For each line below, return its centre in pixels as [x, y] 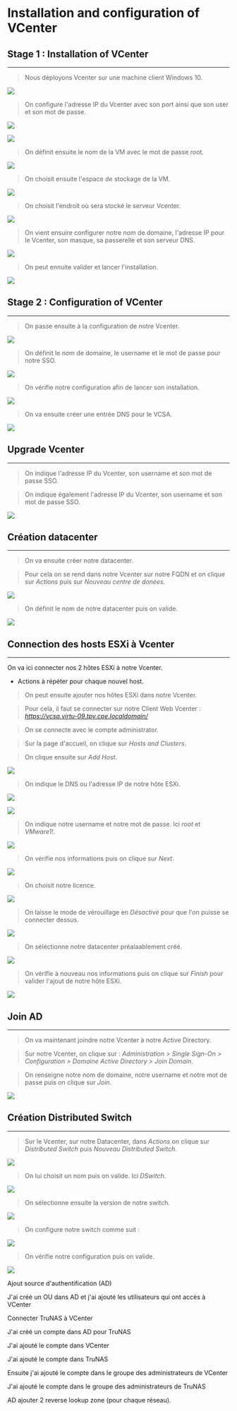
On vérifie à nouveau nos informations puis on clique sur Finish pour [124, 974]
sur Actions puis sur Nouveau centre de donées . [95, 582]
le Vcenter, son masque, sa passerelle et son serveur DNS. [110, 240]
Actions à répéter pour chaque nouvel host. [81, 681]
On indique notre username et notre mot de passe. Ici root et [113, 824]
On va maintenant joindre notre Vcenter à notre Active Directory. [118, 1040]
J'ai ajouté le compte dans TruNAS [58, 1359]
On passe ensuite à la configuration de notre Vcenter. [102, 326]
